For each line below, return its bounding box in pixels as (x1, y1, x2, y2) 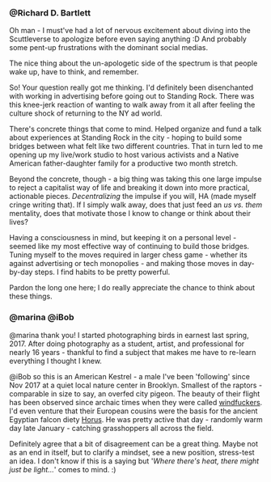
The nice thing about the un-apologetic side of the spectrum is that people (9, 58, 258, 68)
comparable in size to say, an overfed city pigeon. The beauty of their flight (9, 388, 260, 399)
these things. (9, 291, 53, 302)
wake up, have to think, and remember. (9, 67, 139, 77)
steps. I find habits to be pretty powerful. (34, 267, 171, 277)
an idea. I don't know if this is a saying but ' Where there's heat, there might (9, 456, 260, 466)
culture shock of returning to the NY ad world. (9, 108, 163, 118)
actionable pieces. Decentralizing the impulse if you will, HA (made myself (9, 192, 257, 201)
